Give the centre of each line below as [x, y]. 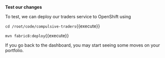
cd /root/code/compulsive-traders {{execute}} [53, 26]
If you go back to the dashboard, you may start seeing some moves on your [83, 45]
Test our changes [24, 7]
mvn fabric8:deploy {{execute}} [37, 36]
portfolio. [14, 50]
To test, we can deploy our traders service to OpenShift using [68, 16]
